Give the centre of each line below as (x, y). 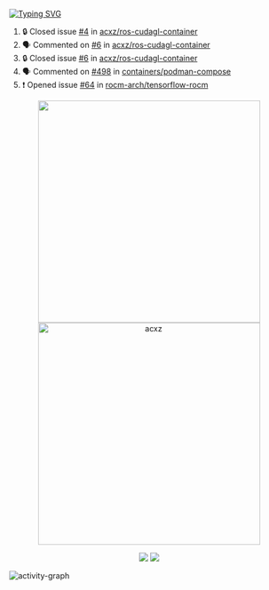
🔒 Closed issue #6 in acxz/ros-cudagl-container (110, 58)
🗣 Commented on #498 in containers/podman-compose (127, 72)
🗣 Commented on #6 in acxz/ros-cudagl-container (116, 45)
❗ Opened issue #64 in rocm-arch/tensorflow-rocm (115, 85)
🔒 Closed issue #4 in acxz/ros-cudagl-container (110, 32)
